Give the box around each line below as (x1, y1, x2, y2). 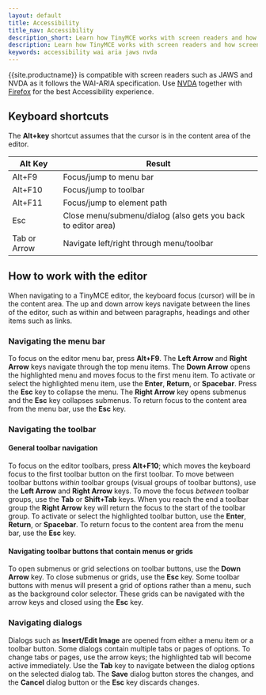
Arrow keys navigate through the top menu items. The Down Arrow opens (8, 362, 251, 371)
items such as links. (8, 316, 73, 325)
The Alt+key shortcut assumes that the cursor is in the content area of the (8, 131, 251, 140)
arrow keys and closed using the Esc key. (8, 598, 144, 607)
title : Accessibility (8, 19, 80, 27)
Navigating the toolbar (8, 423, 97, 435)
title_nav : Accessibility (8, 26, 93, 34)
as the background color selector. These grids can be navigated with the (8, 589, 245, 598)
